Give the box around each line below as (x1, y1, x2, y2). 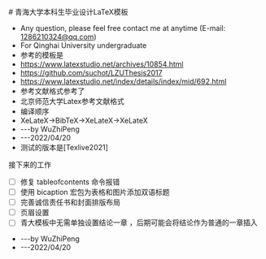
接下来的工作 (8, 160, 51, 169)
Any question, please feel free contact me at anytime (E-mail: (20, 24, 226, 32)
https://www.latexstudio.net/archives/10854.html (20, 59, 184, 69)
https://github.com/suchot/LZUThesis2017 (20, 68, 163, 77)
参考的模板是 (20, 50, 63, 59)
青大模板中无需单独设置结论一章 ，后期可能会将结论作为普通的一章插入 (20, 218, 258, 227)
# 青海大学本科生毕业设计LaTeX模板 (8, 7, 129, 16)
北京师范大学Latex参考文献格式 (20, 97, 124, 106)
